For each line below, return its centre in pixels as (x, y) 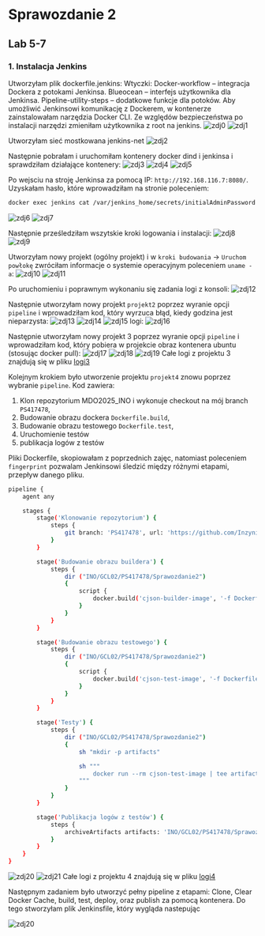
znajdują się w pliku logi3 (49, 361)
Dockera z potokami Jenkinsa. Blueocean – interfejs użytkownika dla (119, 92)
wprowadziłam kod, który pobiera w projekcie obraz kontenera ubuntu (122, 345)
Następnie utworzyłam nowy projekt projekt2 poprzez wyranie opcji (119, 304)
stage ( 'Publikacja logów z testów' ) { (100, 817)
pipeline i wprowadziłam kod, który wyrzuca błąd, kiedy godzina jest (121, 312)
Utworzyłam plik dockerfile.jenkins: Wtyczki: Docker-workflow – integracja (129, 83)
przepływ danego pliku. (46, 474)
